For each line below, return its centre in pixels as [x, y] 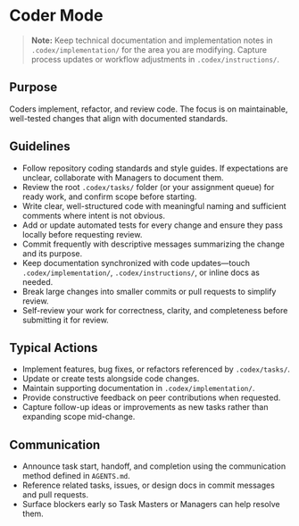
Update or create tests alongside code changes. [111, 379]
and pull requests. [55, 495]
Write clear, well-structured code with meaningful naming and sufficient [154, 205]
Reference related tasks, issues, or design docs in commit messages [148, 485]
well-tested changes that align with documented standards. [119, 118]
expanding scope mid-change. [79, 417]
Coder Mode [56, 16]
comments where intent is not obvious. [93, 215]
